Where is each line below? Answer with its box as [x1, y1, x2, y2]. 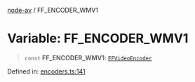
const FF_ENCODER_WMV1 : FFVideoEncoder [24, 53, 152, 62]
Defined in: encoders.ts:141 [7, 67, 86, 76]
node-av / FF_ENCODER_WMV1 [7, 6, 98, 14]
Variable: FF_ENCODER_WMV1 [7, 31, 189, 46]
